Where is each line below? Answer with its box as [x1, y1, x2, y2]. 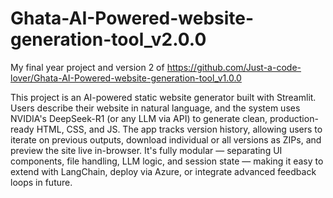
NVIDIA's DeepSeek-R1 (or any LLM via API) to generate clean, [10, 112, 268, 124]
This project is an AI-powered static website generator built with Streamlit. [10, 91, 317, 103]
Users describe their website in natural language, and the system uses [10, 102, 301, 114]
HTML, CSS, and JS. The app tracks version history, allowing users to [36, 123, 323, 135]
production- [269, 112, 319, 124]
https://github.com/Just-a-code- [166, 61, 302, 73]
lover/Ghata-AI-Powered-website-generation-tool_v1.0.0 [10, 72, 242, 84]
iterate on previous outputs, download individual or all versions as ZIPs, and [10, 133, 322, 146]
